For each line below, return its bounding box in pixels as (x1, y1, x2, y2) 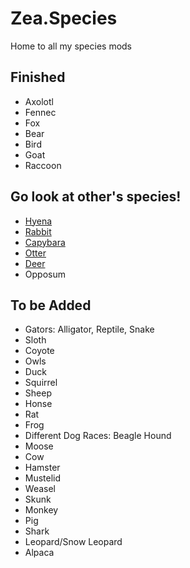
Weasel (24, 483, 56, 495)
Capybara (24, 236, 66, 248)
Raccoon (24, 159, 62, 171)
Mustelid (24, 472, 62, 484)
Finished (10, 69, 66, 86)
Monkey (24, 504, 59, 516)
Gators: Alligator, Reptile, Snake (24, 323, 155, 336)
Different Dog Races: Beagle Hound (24, 430, 172, 442)
